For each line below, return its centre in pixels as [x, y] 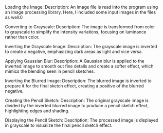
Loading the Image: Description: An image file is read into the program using [81, 7]
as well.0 [14, 17]
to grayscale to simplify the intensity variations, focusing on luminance [76, 32]
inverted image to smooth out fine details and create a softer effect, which [79, 66]
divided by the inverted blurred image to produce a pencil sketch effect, [77, 106]
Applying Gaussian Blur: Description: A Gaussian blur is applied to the [75, 61]
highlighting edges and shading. [37, 111]
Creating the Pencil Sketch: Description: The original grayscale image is [77, 100]
